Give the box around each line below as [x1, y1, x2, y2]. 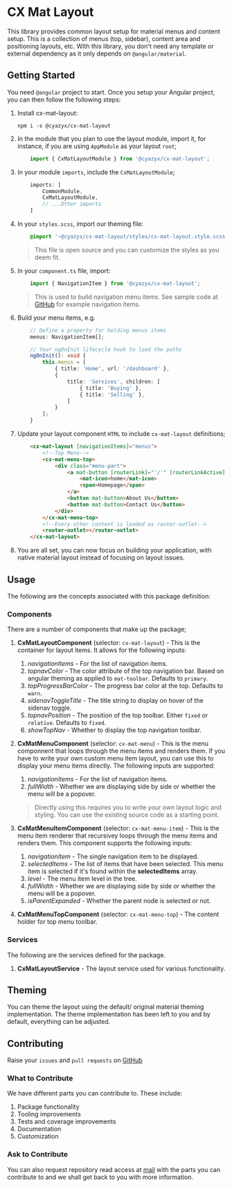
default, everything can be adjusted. [7, 1018, 111, 1026]
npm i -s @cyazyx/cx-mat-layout [17, 122, 111, 129]
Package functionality [17, 1102, 80, 1111]
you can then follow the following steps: [7, 95, 121, 104]
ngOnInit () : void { [30, 352, 87, 359]
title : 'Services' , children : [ [66, 378, 161, 385]
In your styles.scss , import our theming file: [17, 220, 144, 228]
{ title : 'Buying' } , [79, 384, 142, 391]
